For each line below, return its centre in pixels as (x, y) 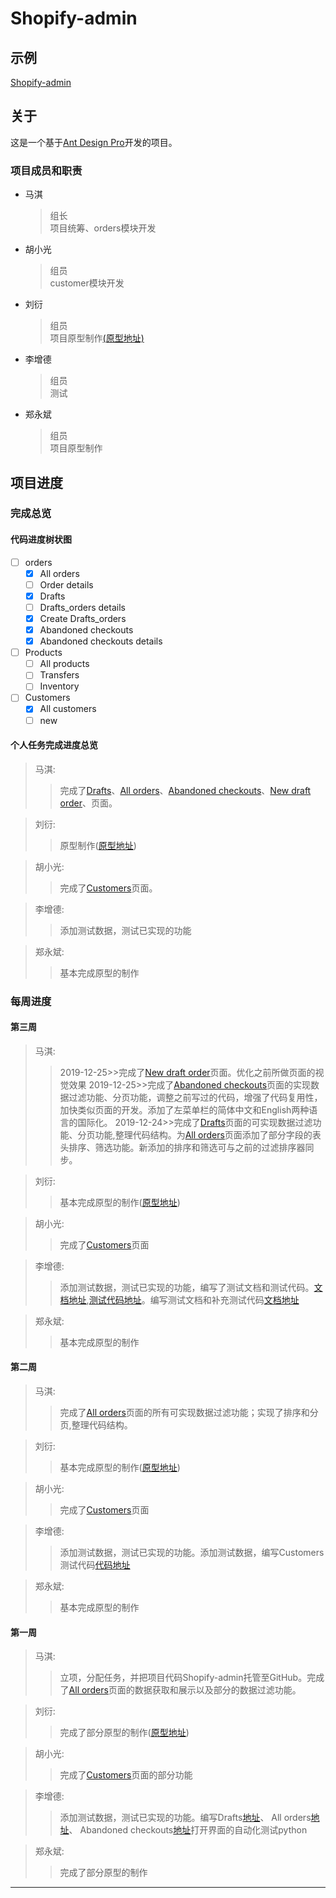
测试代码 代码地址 (95, 1565)
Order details (66, 584)
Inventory (59, 686)
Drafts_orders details (82, 607)
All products (64, 664)
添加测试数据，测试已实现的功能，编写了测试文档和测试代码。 (187, 1287)
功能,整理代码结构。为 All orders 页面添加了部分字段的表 (208, 1134)
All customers (68, 709)
